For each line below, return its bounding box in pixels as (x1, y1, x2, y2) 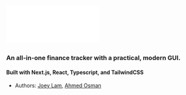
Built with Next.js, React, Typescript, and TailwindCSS (6, 69, 144, 76)
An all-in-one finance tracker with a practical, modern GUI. (6, 54, 181, 62)
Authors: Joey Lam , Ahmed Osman (14, 82, 102, 89)
